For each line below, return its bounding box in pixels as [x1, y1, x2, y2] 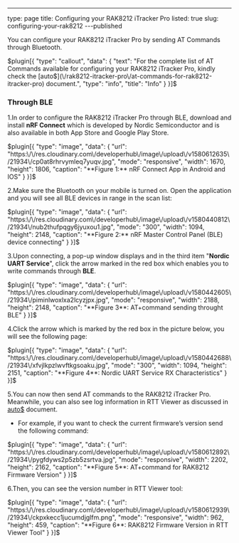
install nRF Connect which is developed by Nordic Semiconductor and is [7, 121, 220, 130]
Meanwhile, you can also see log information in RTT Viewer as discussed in [7, 398, 229, 406]
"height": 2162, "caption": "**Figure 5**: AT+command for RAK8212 [7, 463, 210, 472]
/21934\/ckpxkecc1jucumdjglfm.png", [7, 513, 117, 522]
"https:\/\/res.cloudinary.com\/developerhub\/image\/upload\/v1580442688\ [7, 354, 232, 362]
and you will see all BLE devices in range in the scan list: [7, 194, 172, 203]
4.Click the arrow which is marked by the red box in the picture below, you [7, 325, 225, 333]
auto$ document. [7, 405, 58, 413]
